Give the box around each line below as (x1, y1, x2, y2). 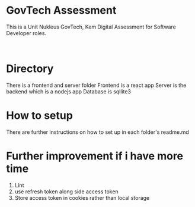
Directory (6, 62, 54, 76)
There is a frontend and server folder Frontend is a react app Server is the (6, 81, 187, 89)
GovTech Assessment (6, 4, 117, 17)
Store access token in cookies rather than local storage (14, 194, 150, 201)
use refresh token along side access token (14, 188, 119, 195)
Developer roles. (6, 29, 46, 36)
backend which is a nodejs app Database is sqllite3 (6, 87, 132, 95)
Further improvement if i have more (6, 149, 184, 162)
